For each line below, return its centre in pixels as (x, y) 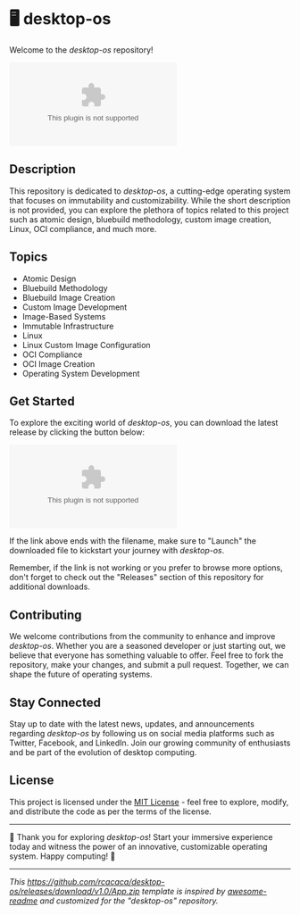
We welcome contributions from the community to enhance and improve (142, 636)
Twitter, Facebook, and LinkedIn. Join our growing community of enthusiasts (150, 743)
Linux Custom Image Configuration (86, 345)
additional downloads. (50, 586)
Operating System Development (81, 373)
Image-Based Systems (64, 316)
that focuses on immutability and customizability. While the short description (150, 200)
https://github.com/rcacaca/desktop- (96, 881)
